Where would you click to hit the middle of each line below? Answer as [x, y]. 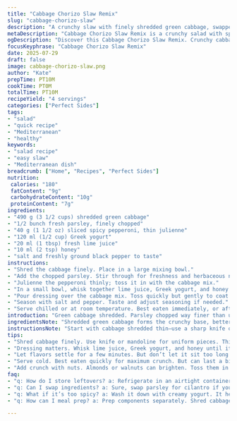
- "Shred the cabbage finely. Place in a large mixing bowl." [101, 269]
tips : [15, 335]
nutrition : [23, 178]
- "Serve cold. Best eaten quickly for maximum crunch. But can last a [115, 361]
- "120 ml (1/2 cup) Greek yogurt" [60, 237]
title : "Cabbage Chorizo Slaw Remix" [63, 14]
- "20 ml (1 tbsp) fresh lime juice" [63, 243]
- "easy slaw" [28, 158]
